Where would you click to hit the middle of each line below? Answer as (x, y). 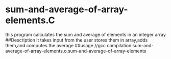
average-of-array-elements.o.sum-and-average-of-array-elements (76, 51)
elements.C (30, 20)
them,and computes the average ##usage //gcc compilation (68, 45)
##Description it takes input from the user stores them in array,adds (77, 40)
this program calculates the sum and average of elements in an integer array (86, 34)
